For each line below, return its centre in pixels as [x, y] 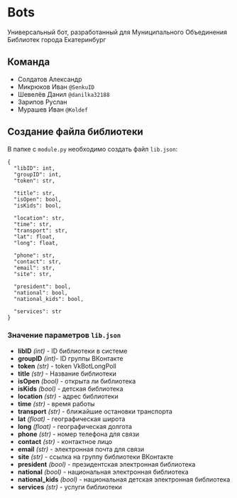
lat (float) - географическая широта [71, 419]
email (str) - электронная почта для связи [81, 449]
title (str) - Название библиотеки [67, 373]
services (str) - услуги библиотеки [70, 487]
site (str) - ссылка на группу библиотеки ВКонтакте [95, 457]
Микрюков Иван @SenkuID [56, 87]
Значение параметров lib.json [64, 335]
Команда [29, 62]
